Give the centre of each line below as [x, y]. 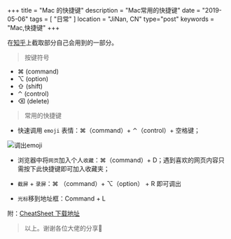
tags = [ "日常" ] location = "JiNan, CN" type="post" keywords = [122, 19]
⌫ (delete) [33, 101]
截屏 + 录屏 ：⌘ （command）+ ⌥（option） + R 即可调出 [99, 183]
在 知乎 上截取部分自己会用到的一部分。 [62, 43]
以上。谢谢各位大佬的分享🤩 [63, 228]
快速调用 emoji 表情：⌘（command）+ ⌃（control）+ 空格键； [109, 130]
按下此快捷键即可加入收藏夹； [66, 169]
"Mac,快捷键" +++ [34, 28]
